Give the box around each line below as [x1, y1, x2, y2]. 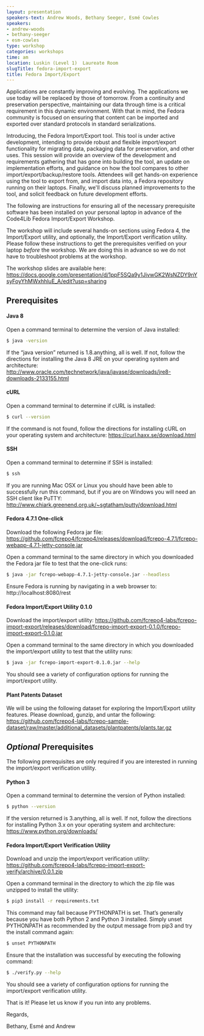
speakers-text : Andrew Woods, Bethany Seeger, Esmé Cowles [6, 15, 160, 21]
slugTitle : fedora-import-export [6, 65, 91, 72]
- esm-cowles [6, 37, 40, 43]
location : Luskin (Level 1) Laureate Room [6, 60, 119, 66]
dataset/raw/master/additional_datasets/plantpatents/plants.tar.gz [6, 724, 172, 731]
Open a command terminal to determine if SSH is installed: [6, 459, 153, 466]
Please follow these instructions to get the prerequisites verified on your [6, 240, 187, 247]
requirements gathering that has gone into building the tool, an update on [6, 158, 190, 165]
